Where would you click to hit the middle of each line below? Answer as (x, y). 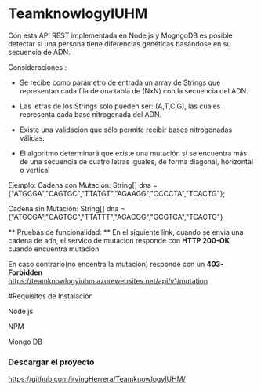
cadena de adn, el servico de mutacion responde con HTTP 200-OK (119, 240)
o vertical (34, 170)
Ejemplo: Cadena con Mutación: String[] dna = (83, 185)
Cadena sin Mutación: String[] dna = (67, 208)
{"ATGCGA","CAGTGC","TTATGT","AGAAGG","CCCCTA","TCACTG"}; (117, 193)
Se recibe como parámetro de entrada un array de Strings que (120, 82)
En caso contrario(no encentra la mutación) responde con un (107, 264)
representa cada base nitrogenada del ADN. (91, 114)
